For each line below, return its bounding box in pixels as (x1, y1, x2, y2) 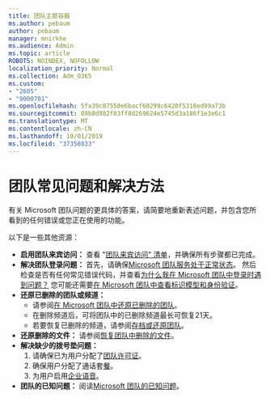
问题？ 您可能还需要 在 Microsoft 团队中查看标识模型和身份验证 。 (27, 280, 243, 290)
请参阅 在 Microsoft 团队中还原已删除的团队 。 (32, 300, 182, 310)
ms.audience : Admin (8, 42, 74, 50)
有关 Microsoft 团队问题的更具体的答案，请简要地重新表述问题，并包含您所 (8, 205, 257, 215)
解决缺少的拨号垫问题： (19, 341, 99, 350)
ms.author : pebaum (8, 19, 70, 28)
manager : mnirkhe (8, 34, 67, 43)
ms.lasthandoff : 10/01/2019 (8, 132, 103, 140)
